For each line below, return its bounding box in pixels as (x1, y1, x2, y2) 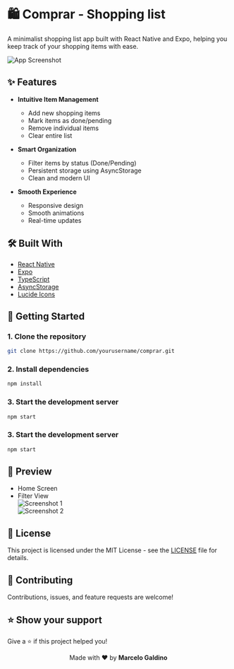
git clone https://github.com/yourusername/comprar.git (7, 348, 175, 355)
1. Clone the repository (7, 331, 87, 341)
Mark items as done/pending (27, 116, 112, 124)
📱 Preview (7, 465, 52, 478)
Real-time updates (27, 216, 82, 224)
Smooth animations (27, 209, 85, 217)
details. (7, 554, 29, 562)
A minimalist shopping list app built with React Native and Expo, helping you (7, 34, 228, 43)
